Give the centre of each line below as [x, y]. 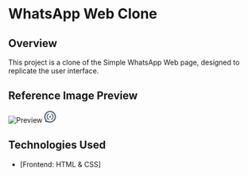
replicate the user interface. [54, 71]
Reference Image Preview [73, 96]
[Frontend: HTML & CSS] [60, 164]
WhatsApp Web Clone [83, 14]
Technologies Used [57, 145]
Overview [33, 43]
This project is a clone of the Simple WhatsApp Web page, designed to [124, 62]
